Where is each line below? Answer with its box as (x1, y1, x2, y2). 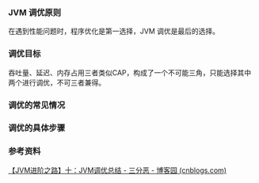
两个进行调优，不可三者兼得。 (8, 78, 105, 87)
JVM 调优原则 (8, 6, 62, 17)
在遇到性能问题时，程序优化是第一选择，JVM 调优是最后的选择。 (8, 26, 220, 36)
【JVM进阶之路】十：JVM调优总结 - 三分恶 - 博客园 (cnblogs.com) (8, 165, 227, 175)
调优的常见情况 (8, 99, 66, 110)
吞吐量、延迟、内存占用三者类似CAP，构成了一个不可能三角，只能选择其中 (8, 67, 252, 77)
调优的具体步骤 (8, 123, 66, 134)
